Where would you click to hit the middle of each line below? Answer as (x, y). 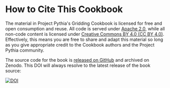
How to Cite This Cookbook (64, 9)
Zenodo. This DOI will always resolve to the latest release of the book (78, 65)
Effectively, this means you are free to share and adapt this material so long (84, 39)
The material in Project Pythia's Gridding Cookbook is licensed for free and (84, 23)
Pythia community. (25, 50)
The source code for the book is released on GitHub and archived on (77, 60)
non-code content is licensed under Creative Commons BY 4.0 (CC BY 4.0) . (85, 34)
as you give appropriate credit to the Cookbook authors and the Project (80, 45)
